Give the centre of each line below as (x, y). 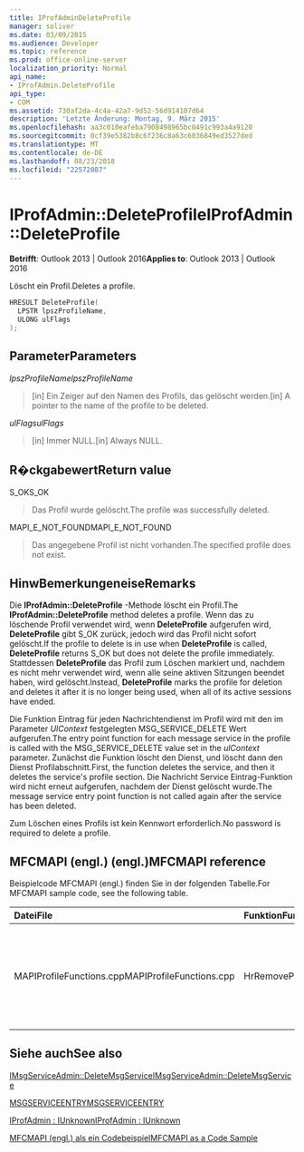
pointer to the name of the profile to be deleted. (120, 405)
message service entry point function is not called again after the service (146, 796)
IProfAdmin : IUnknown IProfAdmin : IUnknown (95, 1120)
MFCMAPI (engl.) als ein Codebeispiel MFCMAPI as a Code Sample (133, 1137)
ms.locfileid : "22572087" (58, 170)
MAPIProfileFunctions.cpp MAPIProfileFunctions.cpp (124, 976)
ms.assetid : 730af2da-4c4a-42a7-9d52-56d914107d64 (107, 111)
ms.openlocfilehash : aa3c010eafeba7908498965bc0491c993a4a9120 (131, 128)
